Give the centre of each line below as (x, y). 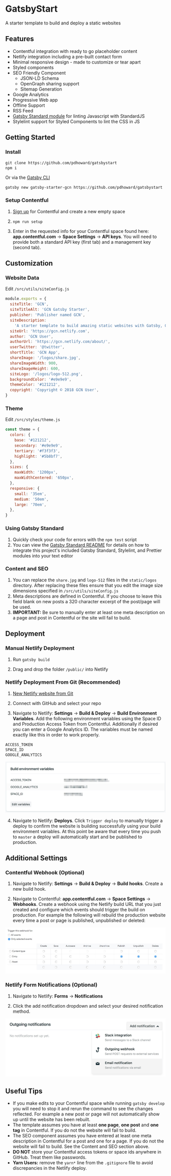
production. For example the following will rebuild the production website (89, 915)
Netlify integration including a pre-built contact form (67, 56)
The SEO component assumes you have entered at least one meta (82, 1135)
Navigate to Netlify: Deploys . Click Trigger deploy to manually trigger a (88, 820)
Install (13, 152)
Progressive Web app (35, 100)
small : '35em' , (31, 494)
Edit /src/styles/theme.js (33, 420)
